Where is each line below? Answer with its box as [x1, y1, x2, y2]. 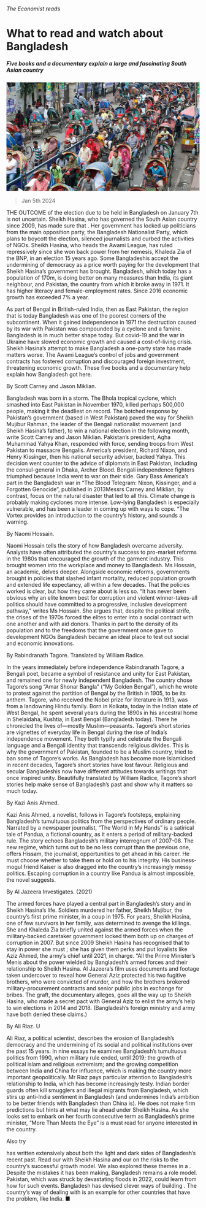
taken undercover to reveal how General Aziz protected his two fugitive [6, 972, 186, 979]
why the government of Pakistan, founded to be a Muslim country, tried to [6, 748, 193, 755]
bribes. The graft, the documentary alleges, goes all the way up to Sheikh [6, 991, 192, 999]
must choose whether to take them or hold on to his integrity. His [6, 857, 170, 864]
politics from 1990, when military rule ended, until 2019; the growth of [6, 1054, 182, 1061]
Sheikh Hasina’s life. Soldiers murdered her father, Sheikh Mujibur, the [6, 906, 183, 914]
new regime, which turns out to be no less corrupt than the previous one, [6, 844, 191, 851]
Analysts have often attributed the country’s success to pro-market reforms [6, 549, 197, 556]
